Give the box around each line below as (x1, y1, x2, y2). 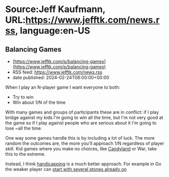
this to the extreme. (5, 151, 46, 157)
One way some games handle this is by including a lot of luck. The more (5, 135, 155, 141)
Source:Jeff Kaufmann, (5, 4, 106, 15)
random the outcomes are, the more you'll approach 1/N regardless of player (5, 140, 164, 146)
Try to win (12, 94, 34, 100)
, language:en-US (15, 25, 90, 36)
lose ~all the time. (5, 125, 42, 131)
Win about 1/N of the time (12, 99, 66, 105)
